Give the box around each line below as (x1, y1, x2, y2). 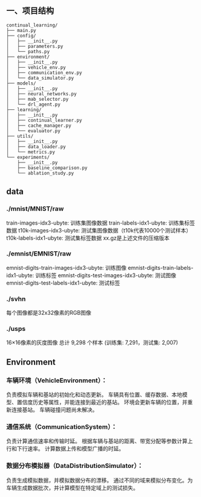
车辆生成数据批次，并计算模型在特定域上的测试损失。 (6, 484, 139, 491)
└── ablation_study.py (17, 170, 74, 176)
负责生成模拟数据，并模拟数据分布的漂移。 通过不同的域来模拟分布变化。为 (6, 476, 193, 484)
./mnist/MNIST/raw (6, 205, 65, 213)
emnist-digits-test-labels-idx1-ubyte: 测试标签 (6, 279, 121, 286)
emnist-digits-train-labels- (127, 264, 194, 271)
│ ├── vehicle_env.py (6, 64, 66, 71)
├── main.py (6, 27, 36, 33)
